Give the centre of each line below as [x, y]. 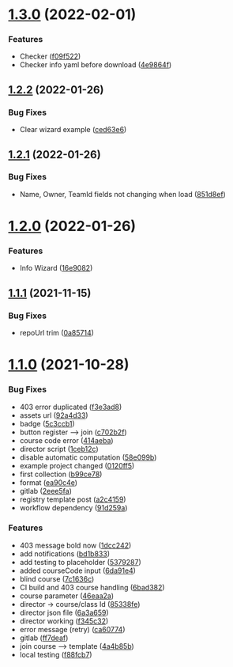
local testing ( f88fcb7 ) [56, 654]
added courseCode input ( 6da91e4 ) [78, 570]
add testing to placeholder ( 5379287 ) [81, 562]
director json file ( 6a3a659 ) [64, 612]
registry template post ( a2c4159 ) [73, 499]
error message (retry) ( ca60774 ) [72, 629]
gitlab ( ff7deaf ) [44, 638]
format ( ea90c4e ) [48, 482]
